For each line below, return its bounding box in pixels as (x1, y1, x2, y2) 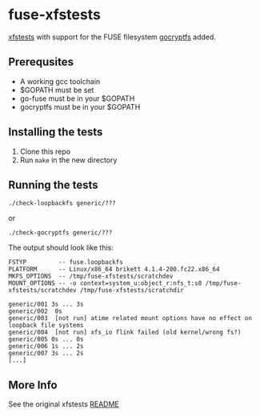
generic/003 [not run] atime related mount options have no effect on (8, 315, 252, 323)
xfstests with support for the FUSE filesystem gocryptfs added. (8, 32, 216, 42)
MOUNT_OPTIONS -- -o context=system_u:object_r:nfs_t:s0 (8, 279, 202, 287)
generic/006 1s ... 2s (8, 343, 84, 351)
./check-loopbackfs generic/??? (8, 199, 116, 207)
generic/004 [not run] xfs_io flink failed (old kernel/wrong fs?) (8, 328, 242, 337)
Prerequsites (8, 55, 74, 69)
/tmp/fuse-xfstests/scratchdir (79, 287, 184, 295)
